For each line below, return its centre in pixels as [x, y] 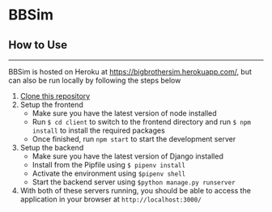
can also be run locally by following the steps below [95, 80]
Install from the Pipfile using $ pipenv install [109, 165]
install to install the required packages [99, 130]
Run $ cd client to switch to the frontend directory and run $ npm [141, 122]
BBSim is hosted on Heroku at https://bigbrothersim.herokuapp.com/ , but [130, 72]
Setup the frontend [51, 104]
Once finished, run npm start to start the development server [134, 139]
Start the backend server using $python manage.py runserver [134, 182]
